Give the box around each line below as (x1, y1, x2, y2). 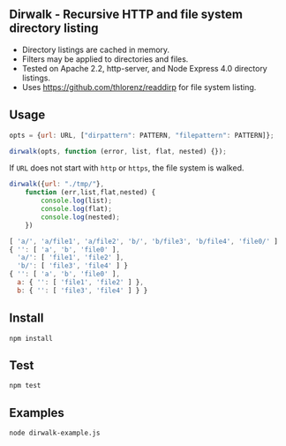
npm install (9, 334, 53, 343)
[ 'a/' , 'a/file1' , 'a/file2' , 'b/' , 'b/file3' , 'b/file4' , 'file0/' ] (9, 237, 279, 246)
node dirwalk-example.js (9, 428, 101, 438)
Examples (9, 405, 64, 420)
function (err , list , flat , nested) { (25, 188, 156, 197)
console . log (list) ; (41, 196, 113, 206)
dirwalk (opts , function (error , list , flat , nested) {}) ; (9, 147, 227, 155)
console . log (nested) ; (41, 212, 121, 222)
